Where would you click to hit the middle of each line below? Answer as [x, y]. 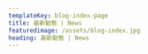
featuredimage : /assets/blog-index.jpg [74, 30]
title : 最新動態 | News [45, 23]
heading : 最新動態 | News [49, 38]
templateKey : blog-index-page [58, 15]
